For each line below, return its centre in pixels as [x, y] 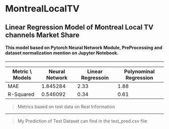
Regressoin [95, 77]
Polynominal [139, 71]
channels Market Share [42, 35]
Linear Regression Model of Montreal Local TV [79, 27]
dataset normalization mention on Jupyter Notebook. [62, 53]
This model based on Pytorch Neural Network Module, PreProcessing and [84, 47]
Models [22, 77]
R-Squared [21, 94]
